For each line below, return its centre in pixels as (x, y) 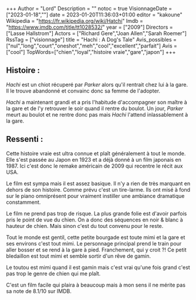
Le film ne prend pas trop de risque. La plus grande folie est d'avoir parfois (97, 213)
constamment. (23, 202)
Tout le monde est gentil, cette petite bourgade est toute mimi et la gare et (96, 237)
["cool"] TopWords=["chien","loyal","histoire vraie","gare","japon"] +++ (91, 52)
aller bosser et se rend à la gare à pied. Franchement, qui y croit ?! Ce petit (96, 250)
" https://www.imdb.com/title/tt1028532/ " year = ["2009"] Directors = (89, 27)
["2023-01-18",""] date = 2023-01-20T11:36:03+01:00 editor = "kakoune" (94, 15)
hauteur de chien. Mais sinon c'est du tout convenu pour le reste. (85, 226)
